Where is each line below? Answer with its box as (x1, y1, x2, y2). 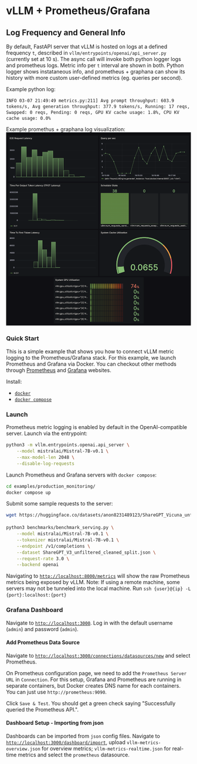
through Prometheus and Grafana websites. (6, 366, 111, 374)
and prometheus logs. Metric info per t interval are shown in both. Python (6, 62, 184, 69)
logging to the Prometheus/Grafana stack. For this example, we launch (6, 354, 176, 361)
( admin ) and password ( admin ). (6, 625, 79, 632)
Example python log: (6, 86, 56, 92)
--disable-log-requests (16, 460, 75, 467)
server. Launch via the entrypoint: (6, 430, 88, 437)
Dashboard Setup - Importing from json (6, 719, 104, 726)
